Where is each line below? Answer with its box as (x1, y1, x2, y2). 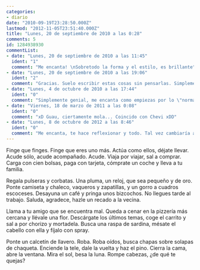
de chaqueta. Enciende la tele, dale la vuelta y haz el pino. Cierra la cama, (6, 244, 187, 252)
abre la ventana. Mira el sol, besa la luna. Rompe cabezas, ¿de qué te (6, 250, 176, 258)
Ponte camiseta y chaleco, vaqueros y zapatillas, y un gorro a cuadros (6, 183, 179, 190)
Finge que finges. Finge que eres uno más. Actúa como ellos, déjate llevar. (6, 146, 189, 153)
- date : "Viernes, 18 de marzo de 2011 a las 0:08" (6, 102, 137, 109)
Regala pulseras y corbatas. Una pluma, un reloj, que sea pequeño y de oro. (6, 177, 192, 184)
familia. (6, 165, 24, 172)
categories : (6, 8, 36, 15)
